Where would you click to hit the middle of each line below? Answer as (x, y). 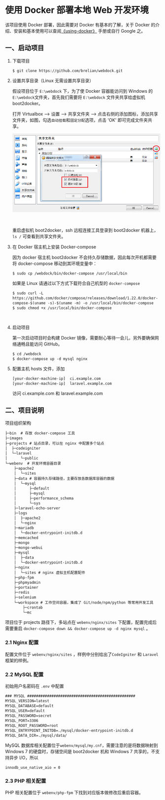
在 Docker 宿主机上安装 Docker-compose (54, 247)
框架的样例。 (18, 660)
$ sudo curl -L (28, 293)
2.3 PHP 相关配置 (26, 781)
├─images (14, 438)
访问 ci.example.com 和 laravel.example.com (58, 393)
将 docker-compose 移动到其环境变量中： (55, 263)
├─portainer (26, 588)
